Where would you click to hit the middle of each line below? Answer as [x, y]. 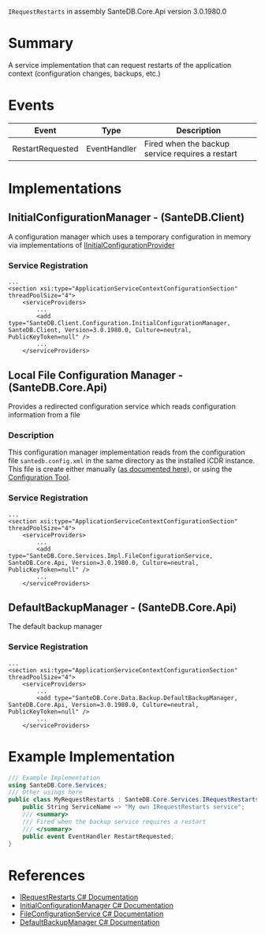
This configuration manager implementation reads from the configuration [127, 452]
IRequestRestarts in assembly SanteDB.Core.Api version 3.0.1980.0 [118, 11]
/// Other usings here [45, 792]
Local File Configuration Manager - [96, 375]
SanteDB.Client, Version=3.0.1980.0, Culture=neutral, [100, 331]
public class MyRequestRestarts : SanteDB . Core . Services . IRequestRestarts [134, 800]
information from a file [44, 414]
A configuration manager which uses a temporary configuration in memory [130, 237]
